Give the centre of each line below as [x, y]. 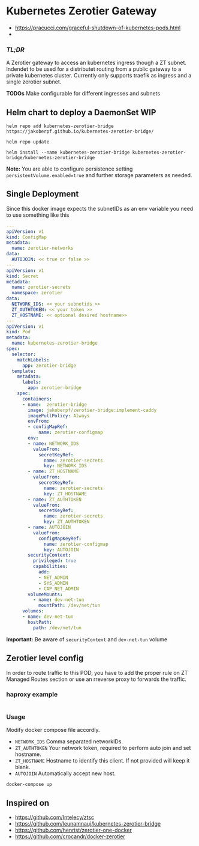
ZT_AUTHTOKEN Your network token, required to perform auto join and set [103, 748]
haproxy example [32, 695]
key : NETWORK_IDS [65, 466]
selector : [24, 354]
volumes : [33, 611]
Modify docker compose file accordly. [53, 730]
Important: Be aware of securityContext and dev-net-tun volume [87, 639]
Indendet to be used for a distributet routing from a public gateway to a [94, 69]
